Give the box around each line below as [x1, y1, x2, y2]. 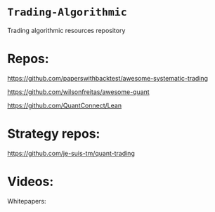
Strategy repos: [7, 126, 100, 142]
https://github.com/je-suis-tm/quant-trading [7, 149, 135, 157]
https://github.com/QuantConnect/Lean [7, 101, 122, 110]
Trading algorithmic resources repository [7, 26, 126, 34]
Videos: [7, 174, 54, 190]
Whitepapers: [7, 197, 47, 205]
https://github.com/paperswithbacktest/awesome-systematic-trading [7, 74, 209, 82]
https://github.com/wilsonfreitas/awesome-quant [7, 87, 150, 96]
